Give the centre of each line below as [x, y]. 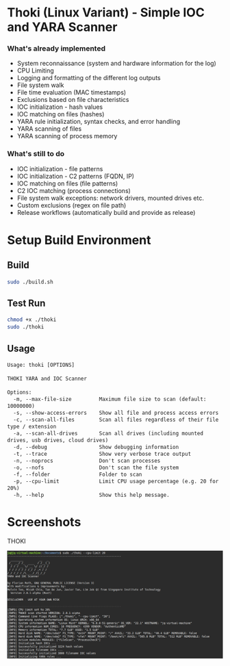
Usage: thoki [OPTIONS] [41, 365]
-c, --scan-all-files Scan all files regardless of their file [116, 420]
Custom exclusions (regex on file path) [72, 205]
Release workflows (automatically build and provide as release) [106, 212]
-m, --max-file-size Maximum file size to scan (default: [110, 399]
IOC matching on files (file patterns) [67, 183]
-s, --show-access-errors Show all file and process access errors [116, 413]
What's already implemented [56, 49]
